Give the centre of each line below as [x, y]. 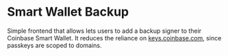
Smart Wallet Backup [68, 12]
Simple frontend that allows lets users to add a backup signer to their [104, 31]
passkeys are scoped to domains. [54, 45]
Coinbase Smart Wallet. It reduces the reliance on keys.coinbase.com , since [114, 38]
